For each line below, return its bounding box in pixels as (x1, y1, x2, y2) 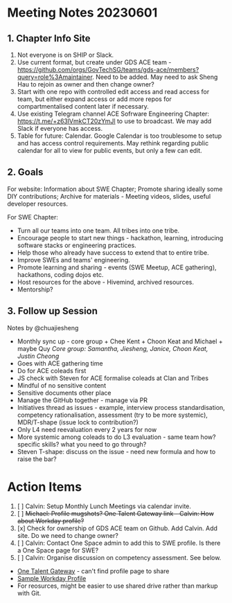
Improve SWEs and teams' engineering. (17, 255, 130, 264)
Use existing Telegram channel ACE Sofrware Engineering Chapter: (17, 109, 210, 118)
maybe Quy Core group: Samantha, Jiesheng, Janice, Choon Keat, (17, 344, 208, 352)
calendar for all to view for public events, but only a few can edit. (17, 147, 202, 154)
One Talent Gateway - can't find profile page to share (17, 566, 170, 575)
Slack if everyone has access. (17, 125, 102, 132)
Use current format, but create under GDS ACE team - (17, 58, 172, 66)
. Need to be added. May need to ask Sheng (92, 73, 218, 81)
